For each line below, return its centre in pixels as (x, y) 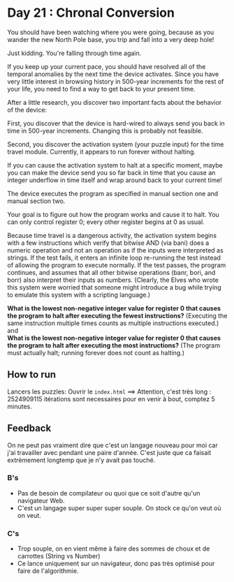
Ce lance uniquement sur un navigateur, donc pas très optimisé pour (116, 564)
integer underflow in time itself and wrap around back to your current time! (115, 180)
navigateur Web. (41, 500)
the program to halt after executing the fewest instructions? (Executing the (117, 315)
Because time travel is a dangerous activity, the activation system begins (112, 235)
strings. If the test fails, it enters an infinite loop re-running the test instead (114, 258)
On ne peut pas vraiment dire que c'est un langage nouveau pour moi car (112, 445)
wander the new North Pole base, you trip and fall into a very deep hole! (111, 39)
